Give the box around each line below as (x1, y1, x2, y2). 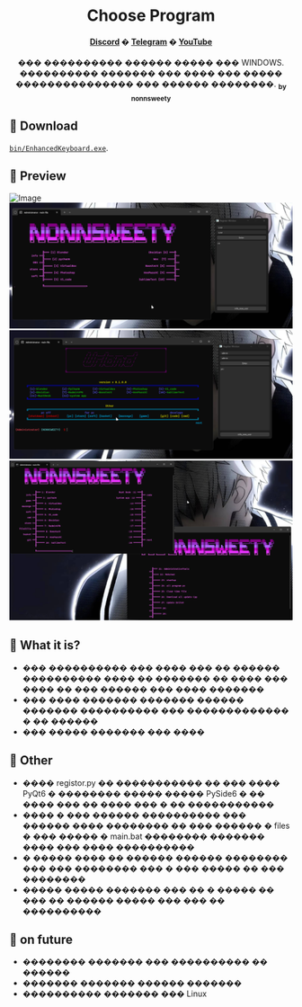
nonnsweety (130, 94, 172, 103)
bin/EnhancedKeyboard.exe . (9, 142, 109, 153)
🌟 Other (9, 753, 53, 769)
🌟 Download (9, 119, 78, 134)
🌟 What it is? (9, 637, 81, 653)
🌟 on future (9, 931, 74, 947)
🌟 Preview (9, 168, 67, 184)
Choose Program (86, 5, 216, 26)
